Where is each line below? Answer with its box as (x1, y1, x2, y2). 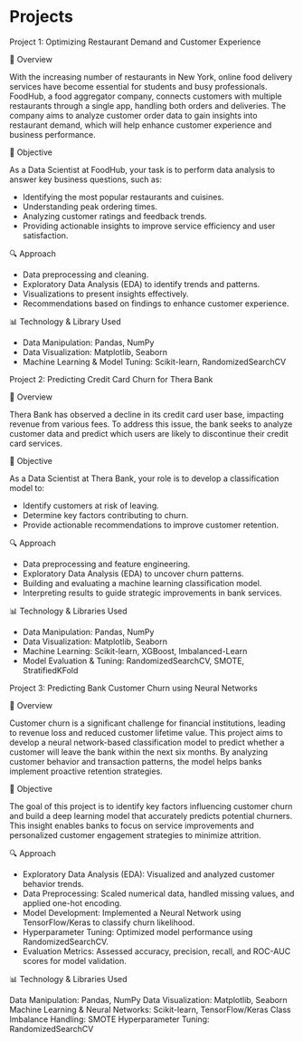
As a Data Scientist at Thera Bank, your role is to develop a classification (9, 473, 279, 484)
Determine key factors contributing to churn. (22, 509, 189, 520)
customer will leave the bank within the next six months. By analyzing (9, 746, 269, 757)
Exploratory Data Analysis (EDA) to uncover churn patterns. (22, 568, 244, 579)
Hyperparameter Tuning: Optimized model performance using (22, 926, 253, 937)
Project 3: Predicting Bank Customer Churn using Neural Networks (9, 682, 258, 693)
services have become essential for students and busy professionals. (9, 81, 268, 92)
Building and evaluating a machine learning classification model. (22, 577, 262, 588)
